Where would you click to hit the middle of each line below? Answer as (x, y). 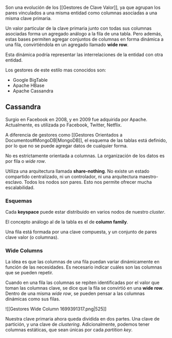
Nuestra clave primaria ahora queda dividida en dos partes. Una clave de (83, 319)
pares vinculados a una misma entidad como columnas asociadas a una (81, 13)
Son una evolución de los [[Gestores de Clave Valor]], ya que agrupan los (83, 7)
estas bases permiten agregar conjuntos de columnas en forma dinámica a (84, 39)
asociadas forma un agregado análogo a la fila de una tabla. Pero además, (84, 34)
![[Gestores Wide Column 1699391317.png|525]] (56, 309)
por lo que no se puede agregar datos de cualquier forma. (67, 145)
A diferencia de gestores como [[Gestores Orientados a (64, 135)
